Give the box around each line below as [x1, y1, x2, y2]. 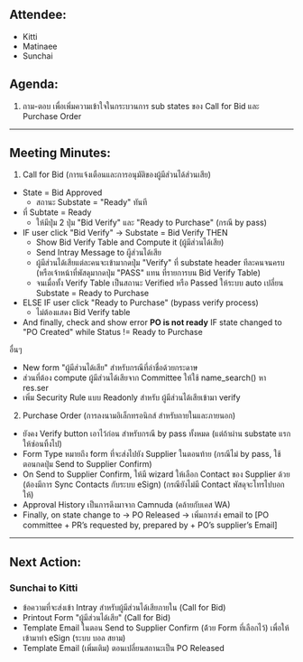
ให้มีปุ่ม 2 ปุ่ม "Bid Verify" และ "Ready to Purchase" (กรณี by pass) [35, 217, 268, 228]
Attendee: [9, 7, 67, 23]
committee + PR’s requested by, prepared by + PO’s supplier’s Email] [22, 519, 278, 531]
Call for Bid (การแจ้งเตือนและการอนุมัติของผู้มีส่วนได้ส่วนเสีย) [22, 169, 212, 180]
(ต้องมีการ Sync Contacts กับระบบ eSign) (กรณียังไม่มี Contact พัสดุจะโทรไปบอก [22, 479, 286, 490]
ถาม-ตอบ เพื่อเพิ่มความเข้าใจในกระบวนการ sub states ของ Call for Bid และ [22, 100, 260, 111]
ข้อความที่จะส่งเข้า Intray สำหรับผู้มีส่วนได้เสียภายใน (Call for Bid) [22, 602, 226, 613]
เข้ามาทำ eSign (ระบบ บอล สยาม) [22, 632, 126, 644]
